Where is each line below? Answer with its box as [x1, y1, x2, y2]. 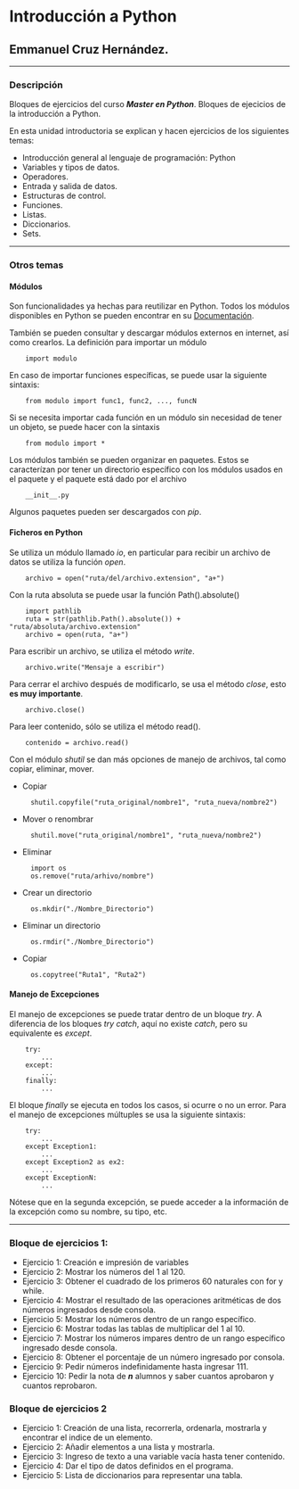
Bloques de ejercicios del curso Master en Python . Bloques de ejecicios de [9, 99, 287, 110]
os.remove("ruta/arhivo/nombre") [30, 872, 155, 881]
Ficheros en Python [9, 527, 83, 538]
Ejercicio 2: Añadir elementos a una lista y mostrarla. [21, 1442, 215, 1452]
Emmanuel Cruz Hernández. [9, 42, 169, 57]
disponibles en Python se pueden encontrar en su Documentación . [9, 310, 255, 321]
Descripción [9, 79, 64, 91]
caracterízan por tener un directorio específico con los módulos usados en [9, 464, 283, 475]
